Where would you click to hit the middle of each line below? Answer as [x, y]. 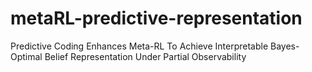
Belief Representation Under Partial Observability [145, 56]
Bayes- [285, 46]
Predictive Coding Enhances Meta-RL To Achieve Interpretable [139, 46]
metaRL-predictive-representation [156, 18]
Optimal [26, 56]
